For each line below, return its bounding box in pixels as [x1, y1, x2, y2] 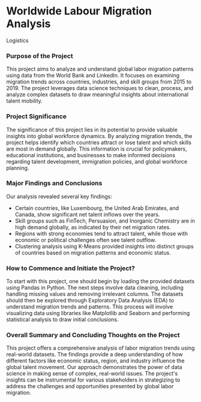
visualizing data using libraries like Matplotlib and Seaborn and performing [6, 310, 190, 317]
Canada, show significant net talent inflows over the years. [14, 211, 160, 218]
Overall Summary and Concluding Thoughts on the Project [6, 331, 180, 340]
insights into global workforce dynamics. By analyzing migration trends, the [6, 132, 193, 139]
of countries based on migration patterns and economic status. [14, 249, 171, 256]
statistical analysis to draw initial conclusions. [6, 316, 119, 323]
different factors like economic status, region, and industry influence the [6, 357, 185, 364]
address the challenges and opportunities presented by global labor [6, 383, 174, 390]
